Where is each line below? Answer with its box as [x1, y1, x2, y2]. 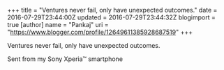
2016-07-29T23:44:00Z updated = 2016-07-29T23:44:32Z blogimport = [7, 13, 216, 21]
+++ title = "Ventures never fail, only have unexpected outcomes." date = [7, 6, 218, 14]
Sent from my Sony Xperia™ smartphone [7, 55, 124, 63]
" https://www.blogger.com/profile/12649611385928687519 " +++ [7, 28, 193, 36]
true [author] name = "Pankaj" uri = [7, 21, 110, 28]
